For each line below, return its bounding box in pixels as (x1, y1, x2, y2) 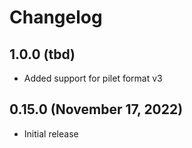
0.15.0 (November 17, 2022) (9, 101, 184, 118)
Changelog (9, 6, 103, 29)
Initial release (23, 127, 79, 140)
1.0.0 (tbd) (9, 46, 76, 63)
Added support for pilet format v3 (23, 72, 163, 84)
